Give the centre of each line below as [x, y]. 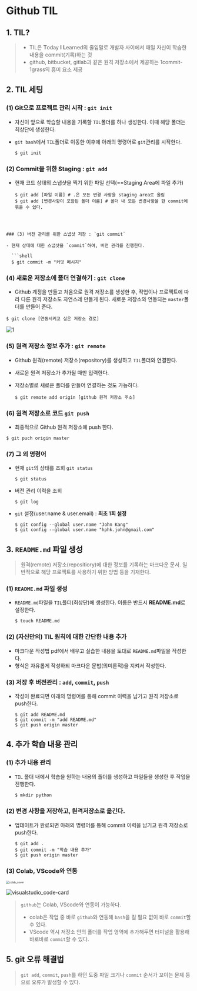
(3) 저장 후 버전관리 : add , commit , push [58, 682]
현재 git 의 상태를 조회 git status [54, 468]
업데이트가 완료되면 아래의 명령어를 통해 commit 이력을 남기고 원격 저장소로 [101, 825]
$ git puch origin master [38, 438]
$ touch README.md [37, 621]
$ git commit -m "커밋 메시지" [47, 262]
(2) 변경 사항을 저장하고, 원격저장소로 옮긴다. [66, 811]
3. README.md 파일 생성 [45, 549]
